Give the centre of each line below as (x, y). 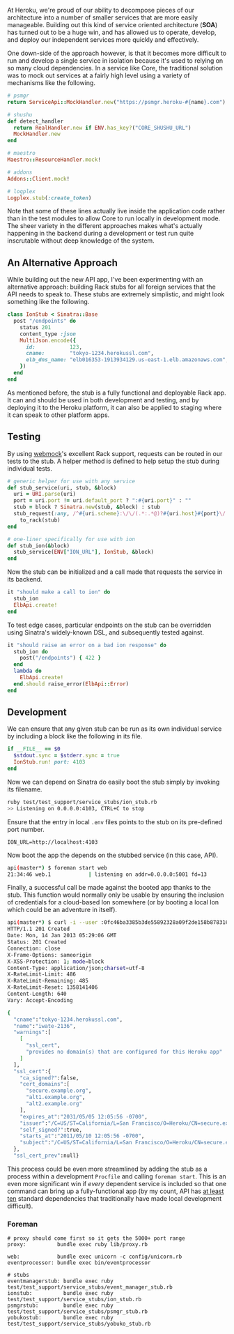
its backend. (25, 579)
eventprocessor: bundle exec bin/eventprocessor (79, 1263)
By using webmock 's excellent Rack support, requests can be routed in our (115, 453)
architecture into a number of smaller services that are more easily (103, 17)
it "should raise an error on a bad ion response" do (87, 645)
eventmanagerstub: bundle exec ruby (60, 1281)
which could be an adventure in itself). (62, 910)
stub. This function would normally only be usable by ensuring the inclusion (116, 895)
